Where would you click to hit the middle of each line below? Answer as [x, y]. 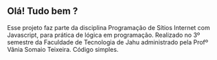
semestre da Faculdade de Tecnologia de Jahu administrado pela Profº [108, 42]
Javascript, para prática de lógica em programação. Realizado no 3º [104, 35]
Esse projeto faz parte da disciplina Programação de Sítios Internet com [109, 27]
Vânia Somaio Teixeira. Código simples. [63, 49]
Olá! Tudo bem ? [43, 11]
